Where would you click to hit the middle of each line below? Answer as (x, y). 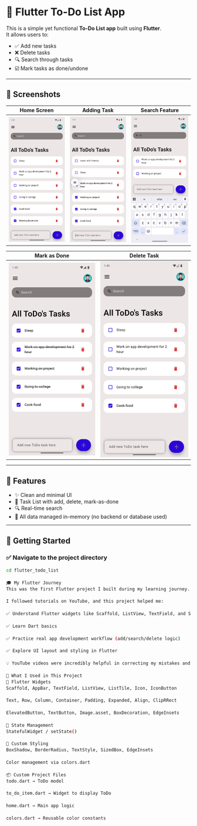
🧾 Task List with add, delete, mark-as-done (67, 502)
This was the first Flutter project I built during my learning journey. (98, 589)
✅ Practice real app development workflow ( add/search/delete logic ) (93, 639)
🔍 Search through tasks (44, 59)
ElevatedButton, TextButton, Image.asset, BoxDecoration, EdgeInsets (93, 713)
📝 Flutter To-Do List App (66, 12)
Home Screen (37, 110)
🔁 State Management (30, 725)
